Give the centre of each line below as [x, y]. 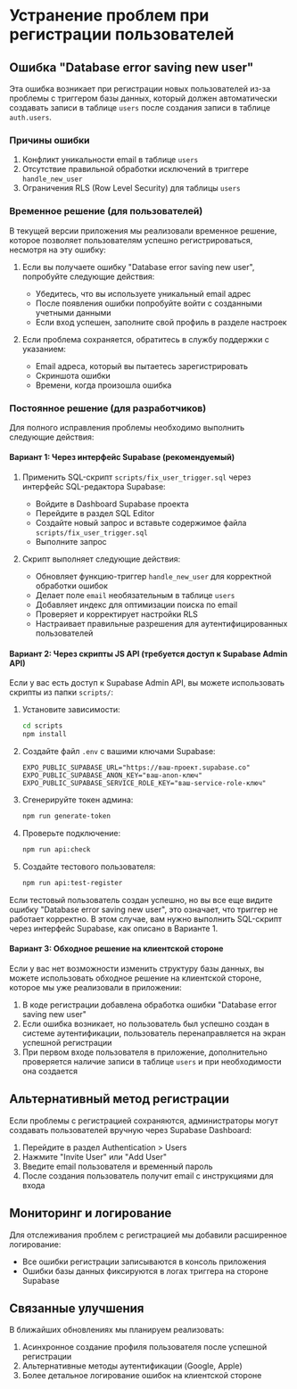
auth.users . [30, 117]
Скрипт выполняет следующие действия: [101, 559]
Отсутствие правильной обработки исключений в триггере [136, 169]
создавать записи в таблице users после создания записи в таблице [140, 107]
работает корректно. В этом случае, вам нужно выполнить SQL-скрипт [146, 918]
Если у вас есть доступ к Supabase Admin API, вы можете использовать [147, 683]
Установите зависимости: [71, 710]
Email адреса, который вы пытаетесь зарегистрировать [141, 366]
